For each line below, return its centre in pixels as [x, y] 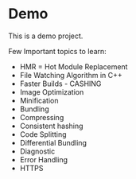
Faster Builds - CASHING [60, 84]
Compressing [42, 117]
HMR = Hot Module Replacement [74, 66]
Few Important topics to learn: [58, 51]
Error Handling [44, 159]
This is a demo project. [46, 36]
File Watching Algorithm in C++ [71, 75]
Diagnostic [37, 151]
